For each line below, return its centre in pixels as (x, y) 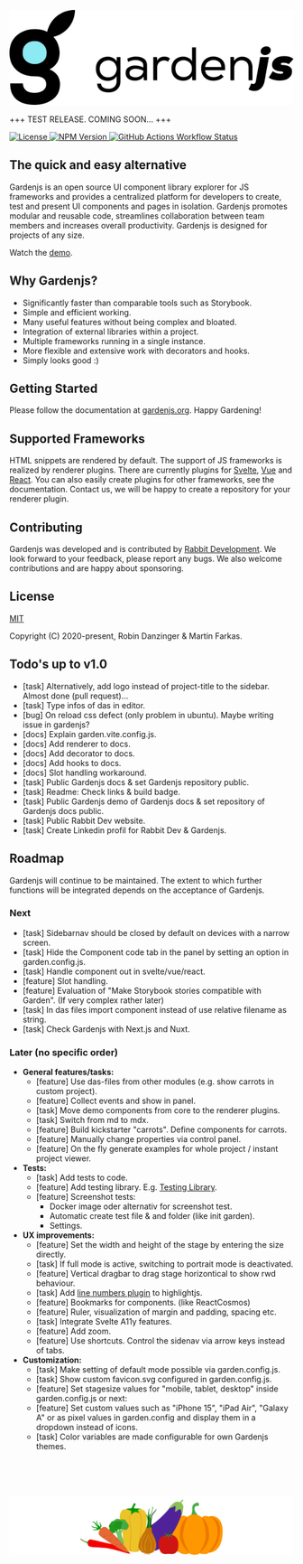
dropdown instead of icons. (87, 1428)
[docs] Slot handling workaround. (84, 773)
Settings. (66, 1226)
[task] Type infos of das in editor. (84, 705)
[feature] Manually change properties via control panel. (138, 1139)
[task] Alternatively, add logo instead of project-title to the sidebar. (146, 686)
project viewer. (64, 1158)
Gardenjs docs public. (63, 810)
